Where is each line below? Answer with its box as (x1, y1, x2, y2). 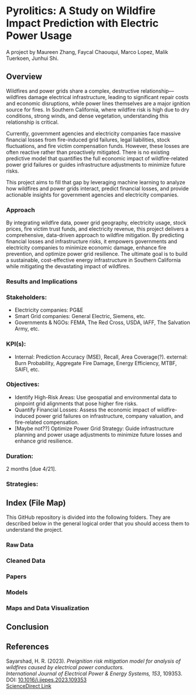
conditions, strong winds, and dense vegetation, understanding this (6, 112, 169, 119)
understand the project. (6, 526, 63, 533)
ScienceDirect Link (6, 682, 51, 689)
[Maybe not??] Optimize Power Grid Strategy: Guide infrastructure (14, 424, 174, 432)
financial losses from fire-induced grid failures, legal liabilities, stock (6, 136, 171, 143)
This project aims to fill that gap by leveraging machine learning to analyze (6, 178, 185, 185)
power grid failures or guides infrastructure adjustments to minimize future (6, 161, 186, 168)
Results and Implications (6, 277, 78, 285)
